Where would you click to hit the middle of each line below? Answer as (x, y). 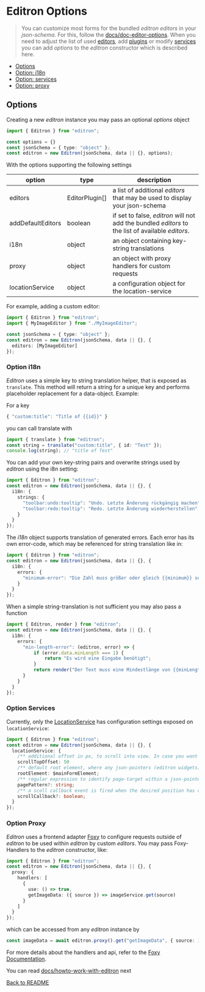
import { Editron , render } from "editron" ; (64, 625)
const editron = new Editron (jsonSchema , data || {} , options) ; (90, 153)
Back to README (28, 983)
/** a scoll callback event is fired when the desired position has (106, 791)
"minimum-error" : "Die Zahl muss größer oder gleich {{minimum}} (107, 578)
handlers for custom (142, 266)
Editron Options (47, 11)
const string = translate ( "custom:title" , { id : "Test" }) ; (85, 445)
